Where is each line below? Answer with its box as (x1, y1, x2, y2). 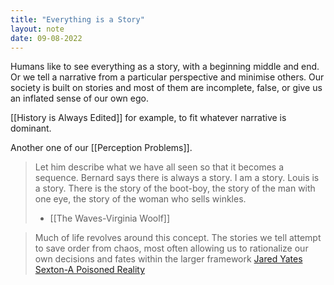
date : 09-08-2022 (10, 33, 83, 43)
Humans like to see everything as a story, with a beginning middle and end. (10, 61, 320, 73)
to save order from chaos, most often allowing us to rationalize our (34, 242, 309, 255)
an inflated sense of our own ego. (10, 92, 149, 105)
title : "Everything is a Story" (10, 14, 145, 25)
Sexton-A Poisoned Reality (34, 264, 146, 276)
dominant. (10, 122, 52, 135)
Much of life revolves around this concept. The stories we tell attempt (34, 232, 322, 244)
